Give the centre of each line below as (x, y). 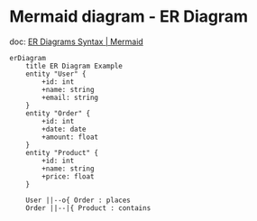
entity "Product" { (62, 152)
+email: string (70, 97)
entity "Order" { (58, 113)
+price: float (68, 176)
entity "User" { (56, 74)
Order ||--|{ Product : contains (88, 208)
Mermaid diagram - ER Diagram (129, 17)
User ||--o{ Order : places (78, 200)
